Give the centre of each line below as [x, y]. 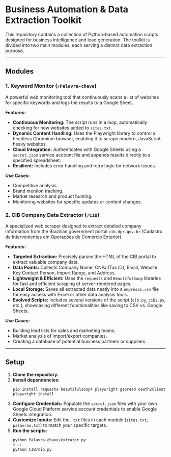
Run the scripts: [30, 431]
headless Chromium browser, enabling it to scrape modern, [75, 138]
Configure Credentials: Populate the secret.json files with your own [85, 403]
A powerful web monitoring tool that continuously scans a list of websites [82, 97]
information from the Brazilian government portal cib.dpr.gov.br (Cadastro [84, 231]
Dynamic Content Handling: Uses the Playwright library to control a [84, 133]
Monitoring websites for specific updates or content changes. [77, 201]
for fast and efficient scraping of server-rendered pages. [72, 284]
